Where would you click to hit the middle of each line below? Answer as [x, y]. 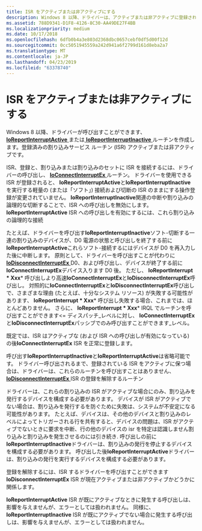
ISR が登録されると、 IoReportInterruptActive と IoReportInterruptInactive [99, 183]
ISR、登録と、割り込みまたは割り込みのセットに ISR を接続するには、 [92, 167]
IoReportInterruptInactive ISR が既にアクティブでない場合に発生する [92, 515]
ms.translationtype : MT [36, 51]
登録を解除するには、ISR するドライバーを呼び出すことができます [87, 472]
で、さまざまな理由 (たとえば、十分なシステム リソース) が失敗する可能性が [100, 293]
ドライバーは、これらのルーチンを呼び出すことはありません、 [98, 371]
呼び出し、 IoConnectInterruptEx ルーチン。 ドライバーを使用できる [107, 175]
